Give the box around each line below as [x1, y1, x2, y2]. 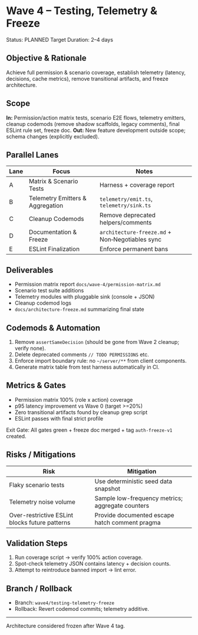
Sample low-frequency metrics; [94, 494, 183, 502]
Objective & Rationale [6, 53, 87, 63]
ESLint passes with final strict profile [14, 415, 104, 422]
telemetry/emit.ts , [99, 195, 153, 203]
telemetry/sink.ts [99, 202, 151, 209]
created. [6, 432, 27, 439]
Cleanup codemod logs [14, 299, 72, 307]
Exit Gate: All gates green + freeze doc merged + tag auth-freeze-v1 [6, 426, 173, 434]
